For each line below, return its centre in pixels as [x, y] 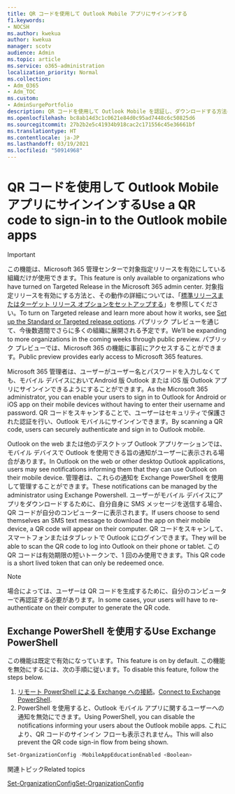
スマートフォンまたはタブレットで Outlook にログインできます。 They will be [117, 538]
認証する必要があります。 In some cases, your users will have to [117, 599]
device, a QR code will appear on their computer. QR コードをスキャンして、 [117, 528]
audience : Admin [31, 53]
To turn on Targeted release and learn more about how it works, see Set [123, 313]
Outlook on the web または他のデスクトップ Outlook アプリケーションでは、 [116, 444]
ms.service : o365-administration [56, 66]
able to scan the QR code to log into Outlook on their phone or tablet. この [114, 546]
